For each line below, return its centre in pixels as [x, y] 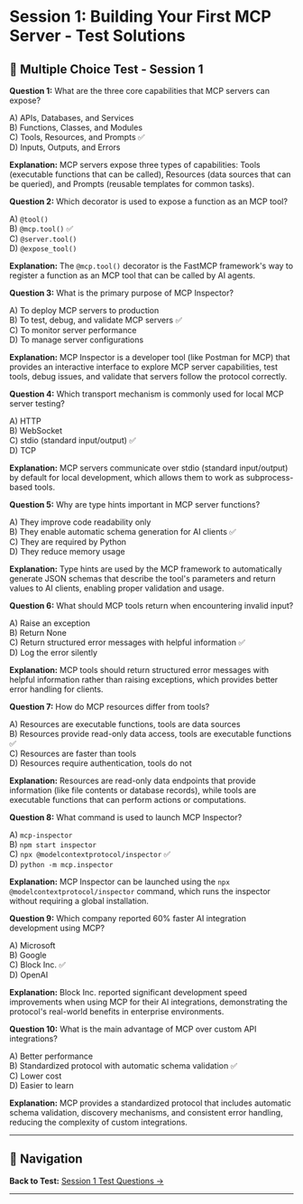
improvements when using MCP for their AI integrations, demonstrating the [149, 1002]
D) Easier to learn [41, 1085]
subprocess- [270, 477]
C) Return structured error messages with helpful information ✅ [128, 642]
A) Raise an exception [50, 623]
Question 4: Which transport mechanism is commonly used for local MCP [147, 394]
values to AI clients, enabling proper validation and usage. [117, 588]
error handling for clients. [56, 689]
